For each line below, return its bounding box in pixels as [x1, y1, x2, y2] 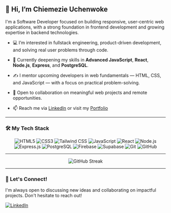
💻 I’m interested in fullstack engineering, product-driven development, [12, 39, 162, 46]
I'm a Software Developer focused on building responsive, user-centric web [5, 18, 164, 24]
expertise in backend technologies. [5, 29, 79, 36]
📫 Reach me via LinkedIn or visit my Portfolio [12, 105, 108, 111]
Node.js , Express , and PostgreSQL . [12, 62, 89, 68]
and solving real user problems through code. [12, 47, 108, 53]
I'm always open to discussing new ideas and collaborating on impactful [5, 187, 156, 193]
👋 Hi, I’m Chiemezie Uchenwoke [5, 5, 108, 14]
